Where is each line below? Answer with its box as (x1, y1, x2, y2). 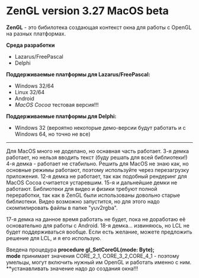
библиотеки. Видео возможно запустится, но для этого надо (6, 197, 160, 205)
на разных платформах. (6, 30, 66, 37)
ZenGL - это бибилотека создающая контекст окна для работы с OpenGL (6, 24, 192, 31)
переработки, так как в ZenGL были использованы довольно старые (6, 191, 181, 199)
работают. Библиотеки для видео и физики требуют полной (6, 185, 158, 192)
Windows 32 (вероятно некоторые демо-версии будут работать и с (14, 124, 186, 131)
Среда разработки (6, 41, 55, 49)
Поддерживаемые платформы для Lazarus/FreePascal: (6, 71, 150, 78)
